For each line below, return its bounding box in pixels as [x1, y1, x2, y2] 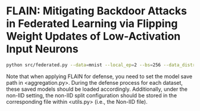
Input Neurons [6, 42, 79, 56]
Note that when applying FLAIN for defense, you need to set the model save [6, 73, 192, 80]
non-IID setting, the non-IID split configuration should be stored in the [6, 91, 177, 99]
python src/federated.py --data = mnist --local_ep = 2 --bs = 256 [6, 61, 161, 68]
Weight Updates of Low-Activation [6, 30, 181, 43]
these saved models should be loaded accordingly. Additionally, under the [6, 85, 187, 92]
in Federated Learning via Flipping [6, 17, 178, 30]
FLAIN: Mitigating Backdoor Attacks [6, 4, 187, 18]
